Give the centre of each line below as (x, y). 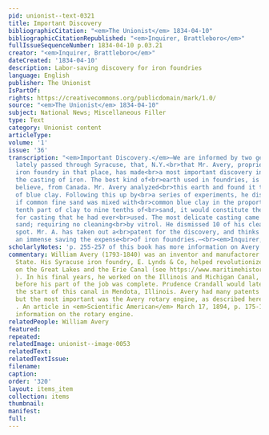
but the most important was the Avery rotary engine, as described (130, 299)
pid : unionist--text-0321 (51, 16)
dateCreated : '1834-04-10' (53, 61)
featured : (25, 329)
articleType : (30, 135)
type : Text (26, 120)
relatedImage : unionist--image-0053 (69, 344)
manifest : (25, 411)
